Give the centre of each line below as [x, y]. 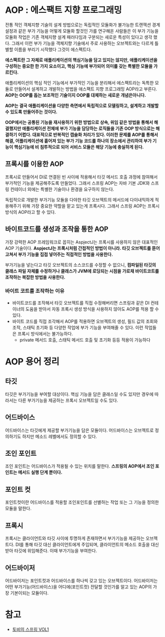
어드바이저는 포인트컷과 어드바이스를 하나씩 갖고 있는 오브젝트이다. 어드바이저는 [82, 580]
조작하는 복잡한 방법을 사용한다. [35, 277]
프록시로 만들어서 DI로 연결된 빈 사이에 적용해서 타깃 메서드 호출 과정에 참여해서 [82, 177]
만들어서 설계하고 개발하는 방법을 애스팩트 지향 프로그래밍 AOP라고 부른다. [86, 89]
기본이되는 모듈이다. [29, 593]
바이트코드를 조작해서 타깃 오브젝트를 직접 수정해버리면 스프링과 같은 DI [81, 303]
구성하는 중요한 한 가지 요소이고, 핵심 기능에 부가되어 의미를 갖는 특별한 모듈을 [79, 66]
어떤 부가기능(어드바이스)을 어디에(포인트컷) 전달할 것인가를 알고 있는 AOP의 [79, 587]
